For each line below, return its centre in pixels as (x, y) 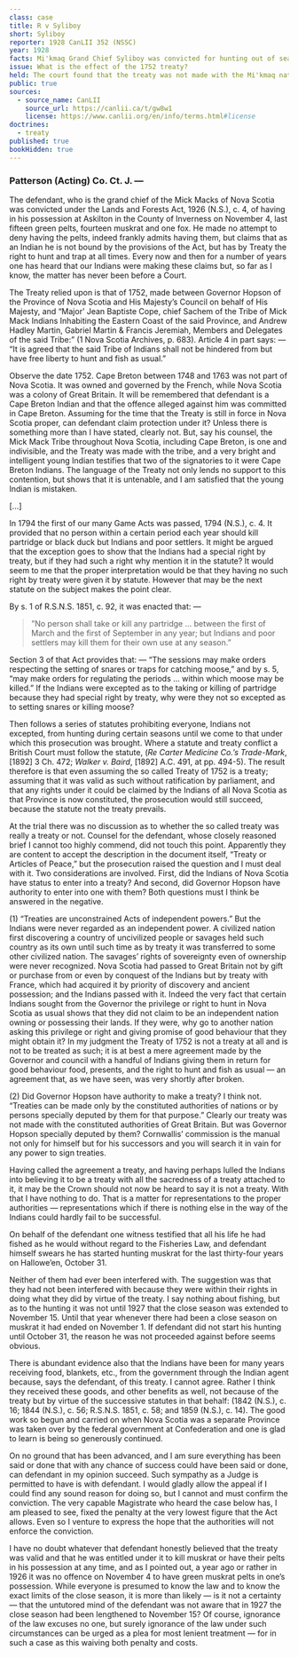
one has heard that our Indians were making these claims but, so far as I (141, 265)
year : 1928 (29, 51)
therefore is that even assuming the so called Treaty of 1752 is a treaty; (139, 771)
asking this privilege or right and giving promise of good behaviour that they (148, 1031)
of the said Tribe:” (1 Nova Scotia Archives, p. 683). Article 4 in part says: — (148, 339)
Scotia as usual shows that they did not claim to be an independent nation (144, 1013)
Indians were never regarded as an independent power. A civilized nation (142, 927)
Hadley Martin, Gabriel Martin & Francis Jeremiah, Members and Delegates (146, 330)
